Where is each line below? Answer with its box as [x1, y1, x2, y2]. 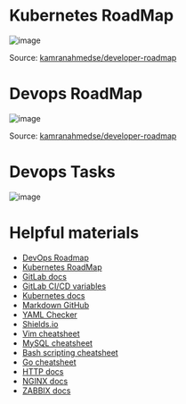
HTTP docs [21, 366, 64, 376]
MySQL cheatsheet [21, 337, 93, 349]
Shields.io [21, 318, 59, 329]
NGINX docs [21, 375, 69, 386]
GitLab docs [21, 271, 67, 282]
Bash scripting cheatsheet [21, 347, 118, 358]
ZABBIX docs [21, 385, 71, 396]
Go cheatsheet [21, 357, 77, 367]
